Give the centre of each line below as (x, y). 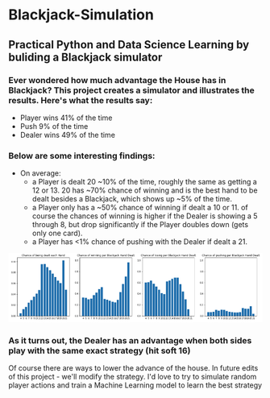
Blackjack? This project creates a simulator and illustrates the (132, 90)
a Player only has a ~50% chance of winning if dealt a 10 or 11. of (140, 208)
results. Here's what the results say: (81, 100)
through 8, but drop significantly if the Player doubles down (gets (140, 225)
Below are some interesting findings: (82, 155)
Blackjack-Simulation (81, 15)
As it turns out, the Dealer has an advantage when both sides (130, 340)
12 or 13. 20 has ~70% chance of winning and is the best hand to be (145, 190)
